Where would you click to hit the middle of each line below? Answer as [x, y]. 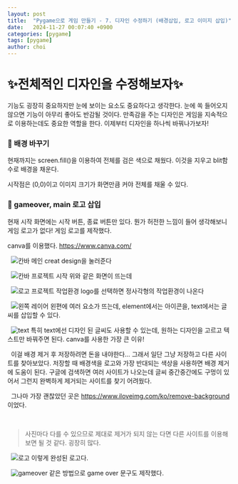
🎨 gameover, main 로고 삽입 [54, 205]
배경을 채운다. [40, 169]
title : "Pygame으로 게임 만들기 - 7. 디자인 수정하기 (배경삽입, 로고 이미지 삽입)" [119, 21]
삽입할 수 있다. [40, 315]
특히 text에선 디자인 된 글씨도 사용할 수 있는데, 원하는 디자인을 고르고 [126, 330]
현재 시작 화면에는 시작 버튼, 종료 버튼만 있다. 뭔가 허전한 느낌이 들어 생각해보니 [118, 221]
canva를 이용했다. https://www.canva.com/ [69, 246]
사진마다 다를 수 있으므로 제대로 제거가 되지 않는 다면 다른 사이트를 [117, 433]
